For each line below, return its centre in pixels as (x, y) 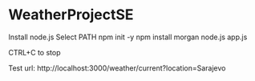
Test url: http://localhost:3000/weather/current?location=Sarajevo (117, 68)
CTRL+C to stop (35, 52)
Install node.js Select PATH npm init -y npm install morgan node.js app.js (128, 37)
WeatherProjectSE (71, 15)
